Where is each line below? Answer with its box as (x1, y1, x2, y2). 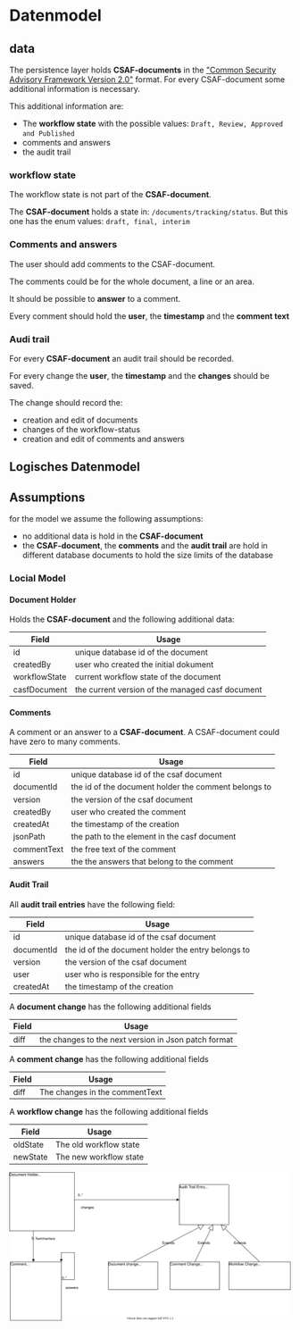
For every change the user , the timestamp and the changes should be (9, 370, 270, 381)
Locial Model (9, 573, 66, 585)
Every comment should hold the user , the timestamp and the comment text (9, 310, 290, 322)
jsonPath (12, 832, 46, 842)
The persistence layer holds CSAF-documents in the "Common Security (9, 64, 277, 75)
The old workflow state (54, 1140, 140, 1150)
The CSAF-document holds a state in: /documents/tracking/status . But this (9, 206, 288, 217)
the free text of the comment (71, 843, 177, 854)
